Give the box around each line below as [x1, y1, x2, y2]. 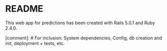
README [5, 3, 44, 15]
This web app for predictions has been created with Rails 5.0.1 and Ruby [5, 20, 155, 26]
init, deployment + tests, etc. [5, 40, 65, 46]
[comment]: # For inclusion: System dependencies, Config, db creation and [5, 35, 162, 41]
